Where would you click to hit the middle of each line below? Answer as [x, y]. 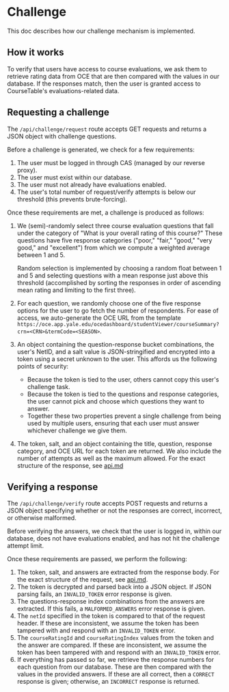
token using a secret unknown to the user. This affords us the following [117, 359]
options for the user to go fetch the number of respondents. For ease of [118, 310]
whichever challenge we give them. [77, 430]
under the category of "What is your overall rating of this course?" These [120, 233]
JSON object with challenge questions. [62, 136]
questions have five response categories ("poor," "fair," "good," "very [114, 240]
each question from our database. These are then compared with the [114, 667]
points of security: [43, 366]
